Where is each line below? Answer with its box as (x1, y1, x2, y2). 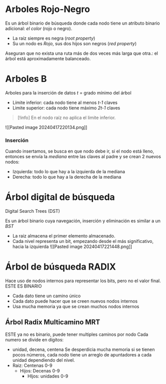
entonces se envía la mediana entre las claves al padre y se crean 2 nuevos (5, 154, 161, 160)
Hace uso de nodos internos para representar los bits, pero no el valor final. (5, 278, 161, 284)
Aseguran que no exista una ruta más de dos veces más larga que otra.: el (5, 50, 158, 56)
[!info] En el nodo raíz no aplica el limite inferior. (17, 114, 116, 120)
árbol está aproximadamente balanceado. (5, 55, 91, 61)
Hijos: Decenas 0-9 (19, 367, 60, 373)
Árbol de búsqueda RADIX (5, 261, 116, 273)
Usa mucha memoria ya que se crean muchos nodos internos (12, 304, 139, 310)
